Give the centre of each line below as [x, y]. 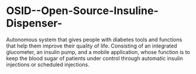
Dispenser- [34, 23]
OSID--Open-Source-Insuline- [82, 11]
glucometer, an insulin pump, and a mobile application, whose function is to [98, 52]
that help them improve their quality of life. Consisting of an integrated [92, 46]
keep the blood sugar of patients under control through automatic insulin [95, 58]
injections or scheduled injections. [48, 64]
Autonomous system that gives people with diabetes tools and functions [94, 39]
